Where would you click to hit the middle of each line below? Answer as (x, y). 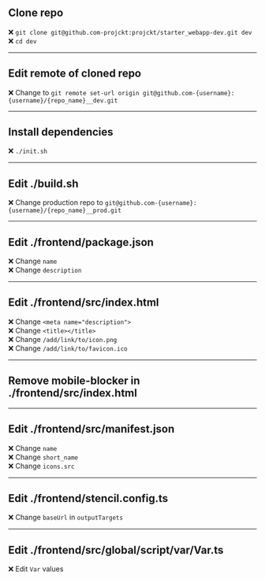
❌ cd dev (22, 41)
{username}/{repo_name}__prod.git (65, 211)
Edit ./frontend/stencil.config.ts (88, 498)
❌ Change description (45, 270)
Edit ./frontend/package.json (81, 242)
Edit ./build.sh (43, 183)
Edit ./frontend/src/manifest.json (91, 429)
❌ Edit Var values (36, 569)
